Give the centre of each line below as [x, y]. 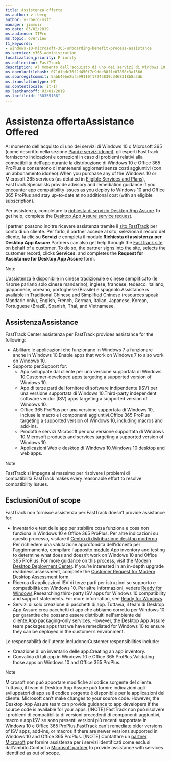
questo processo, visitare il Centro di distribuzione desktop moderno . [86, 538]
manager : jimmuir [24, 24]
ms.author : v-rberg [26, 15]
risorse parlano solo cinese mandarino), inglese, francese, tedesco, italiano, [85, 284]
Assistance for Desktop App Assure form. [50, 259]
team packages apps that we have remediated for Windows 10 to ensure [89, 626]
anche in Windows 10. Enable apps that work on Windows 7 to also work [88, 355]
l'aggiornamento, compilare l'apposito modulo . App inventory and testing [89, 550]
